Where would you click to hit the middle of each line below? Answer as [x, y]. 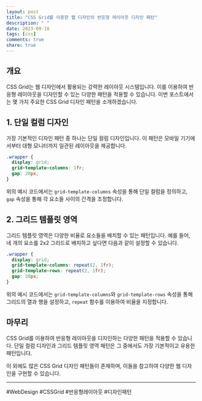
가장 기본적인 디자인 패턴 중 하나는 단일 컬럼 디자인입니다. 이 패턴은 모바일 [93, 138]
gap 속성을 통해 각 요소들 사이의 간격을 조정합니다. [65, 199]
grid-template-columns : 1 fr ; [48, 168]
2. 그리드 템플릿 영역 [42, 220]
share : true [21, 46]
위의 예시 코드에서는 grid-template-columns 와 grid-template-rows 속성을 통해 [100, 294]
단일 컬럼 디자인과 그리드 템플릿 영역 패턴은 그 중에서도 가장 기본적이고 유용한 [105, 345]
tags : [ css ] [21, 34]
